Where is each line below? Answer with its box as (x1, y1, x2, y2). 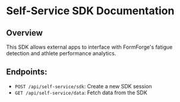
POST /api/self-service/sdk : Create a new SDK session (14, 82, 153, 90)
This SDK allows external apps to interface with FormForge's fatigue (6, 43, 173, 50)
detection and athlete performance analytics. (6, 50, 116, 57)
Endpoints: (6, 67, 48, 77)
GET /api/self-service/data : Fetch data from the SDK (14, 89, 147, 96)
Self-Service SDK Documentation (6, 4, 175, 18)
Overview (6, 28, 43, 38)
